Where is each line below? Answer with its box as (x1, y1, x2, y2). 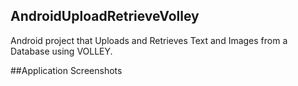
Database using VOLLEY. (10, 45, 113, 57)
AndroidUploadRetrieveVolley (10, 8, 200, 25)
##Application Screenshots (10, 64, 123, 76)
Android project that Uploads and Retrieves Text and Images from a (10, 34, 288, 46)
